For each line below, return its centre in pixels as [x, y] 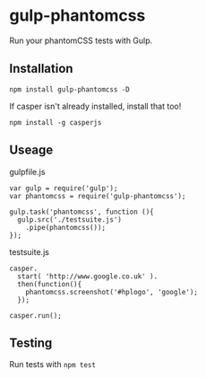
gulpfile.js [27, 171]
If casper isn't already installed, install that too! [95, 106]
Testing [31, 343]
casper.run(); [36, 315]
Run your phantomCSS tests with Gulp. [81, 40]
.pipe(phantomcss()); [65, 227]
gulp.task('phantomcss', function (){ [82, 212]
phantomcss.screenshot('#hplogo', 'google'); [112, 292]
